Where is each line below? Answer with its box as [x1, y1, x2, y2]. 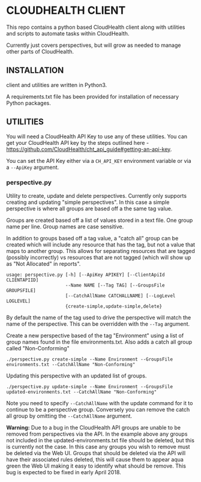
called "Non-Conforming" [6, 344, 70, 352]
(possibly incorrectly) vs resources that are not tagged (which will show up [6, 254, 191, 261]
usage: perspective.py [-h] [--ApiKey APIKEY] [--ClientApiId [6, 272, 165, 278]
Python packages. [6, 99, 51, 106]
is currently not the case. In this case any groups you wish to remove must [6, 443, 190, 450]
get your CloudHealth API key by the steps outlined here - [6, 139, 149, 146]
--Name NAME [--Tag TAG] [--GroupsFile [65, 282, 165, 288]
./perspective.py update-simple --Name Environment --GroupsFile [6, 383, 173, 389]
